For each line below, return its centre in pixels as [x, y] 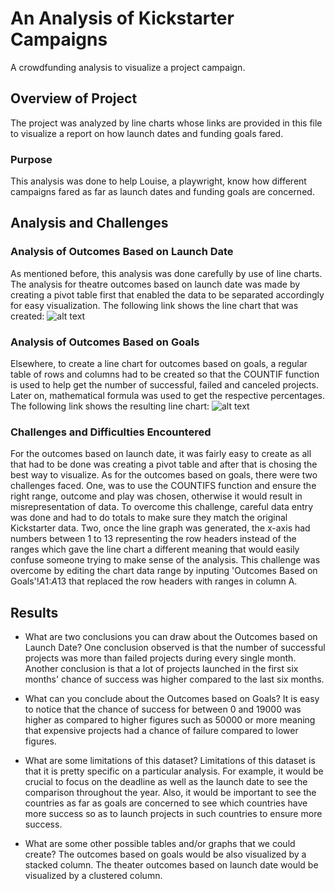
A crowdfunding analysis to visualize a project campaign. [128, 67]
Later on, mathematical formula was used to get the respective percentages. [168, 396]
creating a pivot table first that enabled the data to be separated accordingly [167, 294]
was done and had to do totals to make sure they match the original [149, 518]
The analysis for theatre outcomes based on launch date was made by [155, 284]
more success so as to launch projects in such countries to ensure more [173, 814]
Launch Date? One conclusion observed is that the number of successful [175, 648]
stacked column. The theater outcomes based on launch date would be [171, 865]
